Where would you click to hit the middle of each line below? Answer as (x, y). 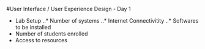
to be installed (33, 27)
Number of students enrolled (51, 34)
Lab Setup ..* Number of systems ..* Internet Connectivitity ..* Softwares (107, 21)
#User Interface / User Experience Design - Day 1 (69, 9)
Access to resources (41, 40)
